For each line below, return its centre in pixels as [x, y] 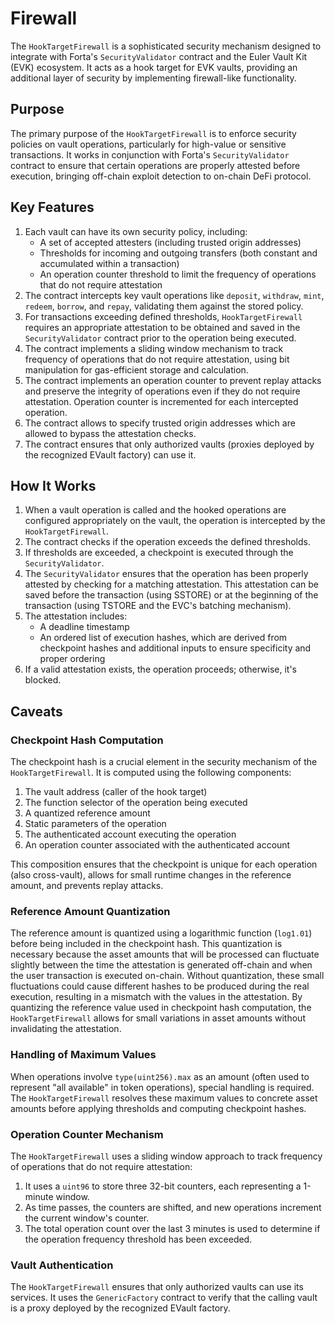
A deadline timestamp [84, 627]
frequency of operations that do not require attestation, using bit [157, 359]
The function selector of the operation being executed [136, 803]
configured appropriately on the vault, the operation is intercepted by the [175, 521]
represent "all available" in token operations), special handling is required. [162, 1087]
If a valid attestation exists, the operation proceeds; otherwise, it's [160, 669]
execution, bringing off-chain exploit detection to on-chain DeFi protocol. [161, 176]
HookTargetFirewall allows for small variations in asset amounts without [158, 1018]
